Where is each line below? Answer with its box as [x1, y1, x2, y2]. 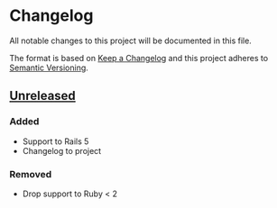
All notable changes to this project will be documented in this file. [9, 35, 253, 46]
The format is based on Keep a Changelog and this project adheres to [9, 52, 269, 63]
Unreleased [9, 88, 77, 104]
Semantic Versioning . [9, 62, 88, 73]
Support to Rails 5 [22, 136, 89, 147]
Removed [9, 167, 52, 180]
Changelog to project [22, 145, 102, 156]
